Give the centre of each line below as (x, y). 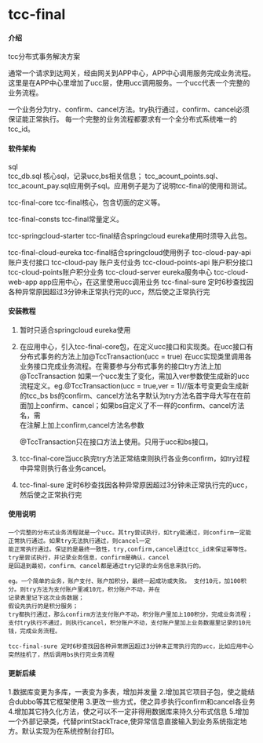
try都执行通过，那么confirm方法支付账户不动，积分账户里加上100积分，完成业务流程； (130, 614)
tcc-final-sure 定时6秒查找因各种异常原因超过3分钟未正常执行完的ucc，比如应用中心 (131, 646)
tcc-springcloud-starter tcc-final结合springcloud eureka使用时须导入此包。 (130, 235)
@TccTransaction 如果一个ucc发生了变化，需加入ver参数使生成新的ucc (134, 376)
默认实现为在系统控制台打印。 (70, 731)
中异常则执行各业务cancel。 (65, 468)
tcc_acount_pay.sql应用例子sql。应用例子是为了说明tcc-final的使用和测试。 (130, 185)
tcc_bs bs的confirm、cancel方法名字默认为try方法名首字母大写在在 (135, 395)
